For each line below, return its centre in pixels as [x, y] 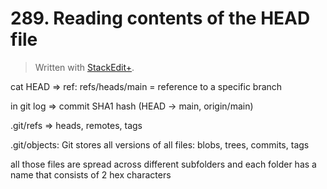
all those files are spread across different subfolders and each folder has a [163, 164]
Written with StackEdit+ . [84, 67]
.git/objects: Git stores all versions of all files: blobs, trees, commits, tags [160, 144]
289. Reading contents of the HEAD [160, 18]
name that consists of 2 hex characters [91, 174]
